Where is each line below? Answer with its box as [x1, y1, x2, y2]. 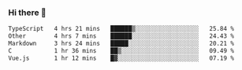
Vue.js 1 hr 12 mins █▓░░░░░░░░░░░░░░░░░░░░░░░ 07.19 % [8, 54, 235, 62]
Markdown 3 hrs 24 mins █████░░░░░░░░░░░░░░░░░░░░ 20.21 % [8, 39, 235, 48]
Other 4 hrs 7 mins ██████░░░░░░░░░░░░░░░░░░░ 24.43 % [8, 32, 235, 40]
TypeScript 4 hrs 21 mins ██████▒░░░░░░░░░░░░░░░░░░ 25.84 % [8, 25, 235, 33]
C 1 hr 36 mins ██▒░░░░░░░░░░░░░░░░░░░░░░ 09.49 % [8, 46, 235, 54]
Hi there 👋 [8, 7, 47, 18]
